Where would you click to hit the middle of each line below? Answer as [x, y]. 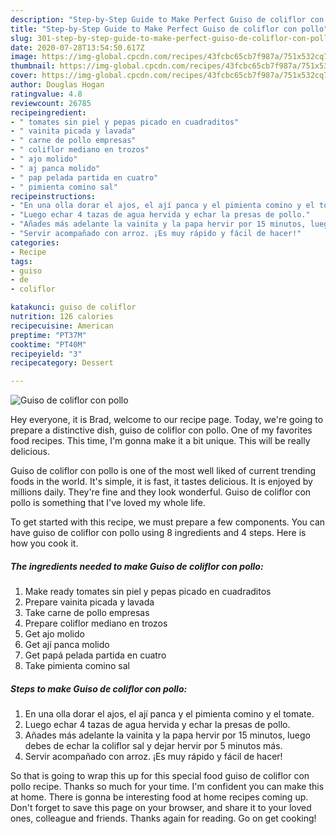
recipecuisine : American [62, 326]
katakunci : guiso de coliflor [73, 307]
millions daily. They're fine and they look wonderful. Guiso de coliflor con [161, 492]
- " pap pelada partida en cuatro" [84, 177]
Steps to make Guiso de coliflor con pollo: [99, 688]
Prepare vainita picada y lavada [89, 602]
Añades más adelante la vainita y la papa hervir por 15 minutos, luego [167, 735]
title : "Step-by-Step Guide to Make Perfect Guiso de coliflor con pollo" [169, 29]
